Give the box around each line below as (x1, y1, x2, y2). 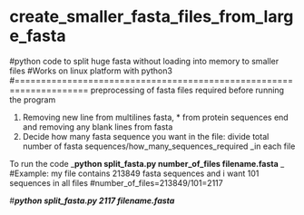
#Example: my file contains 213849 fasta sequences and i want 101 (9, 168, 260, 179)
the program (9, 93, 56, 105)
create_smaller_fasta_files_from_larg (9, 6, 294, 27)
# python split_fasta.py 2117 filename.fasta (9, 195, 175, 206)
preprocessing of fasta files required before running (90, 84, 284, 95)
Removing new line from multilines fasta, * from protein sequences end (22, 112, 289, 122)
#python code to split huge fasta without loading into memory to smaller (9, 55, 279, 66)
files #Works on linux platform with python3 (9, 65, 172, 76)
